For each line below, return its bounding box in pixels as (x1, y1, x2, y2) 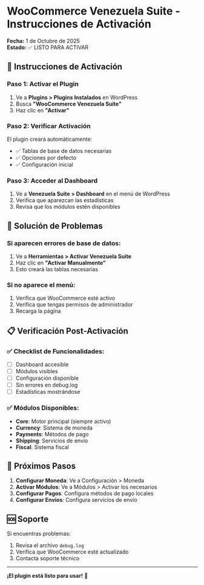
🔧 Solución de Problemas (7, 220, 103, 231)
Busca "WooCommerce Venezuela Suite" (15, 100, 122, 107)
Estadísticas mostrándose (15, 388, 81, 396)
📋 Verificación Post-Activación (7, 326, 129, 336)
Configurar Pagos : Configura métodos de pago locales (15, 490, 154, 497)
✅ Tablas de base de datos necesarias (15, 147, 112, 154)
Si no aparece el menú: (7, 280, 76, 289)
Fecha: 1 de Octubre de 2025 (7, 37, 81, 44)
